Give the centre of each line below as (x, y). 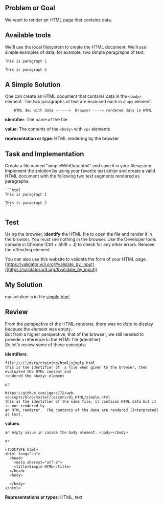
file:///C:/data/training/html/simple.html (50, 363)
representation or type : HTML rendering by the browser (62, 138)
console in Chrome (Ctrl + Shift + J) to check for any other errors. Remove (80, 244)
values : (13, 423)
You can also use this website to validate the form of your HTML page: (76, 259)
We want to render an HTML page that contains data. (59, 20)
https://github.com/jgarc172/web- (40, 393)
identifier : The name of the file (36, 120)
